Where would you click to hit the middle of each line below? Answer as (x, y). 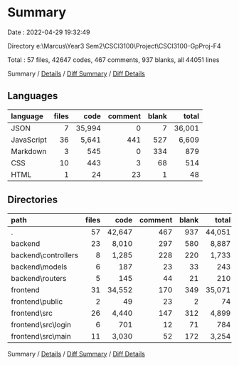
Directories (33, 200)
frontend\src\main (41, 336)
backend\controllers (45, 255)
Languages (33, 96)
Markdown (29, 151)
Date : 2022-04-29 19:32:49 (49, 32)
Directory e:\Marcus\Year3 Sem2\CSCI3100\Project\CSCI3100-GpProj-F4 (114, 46)
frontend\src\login (41, 324)
